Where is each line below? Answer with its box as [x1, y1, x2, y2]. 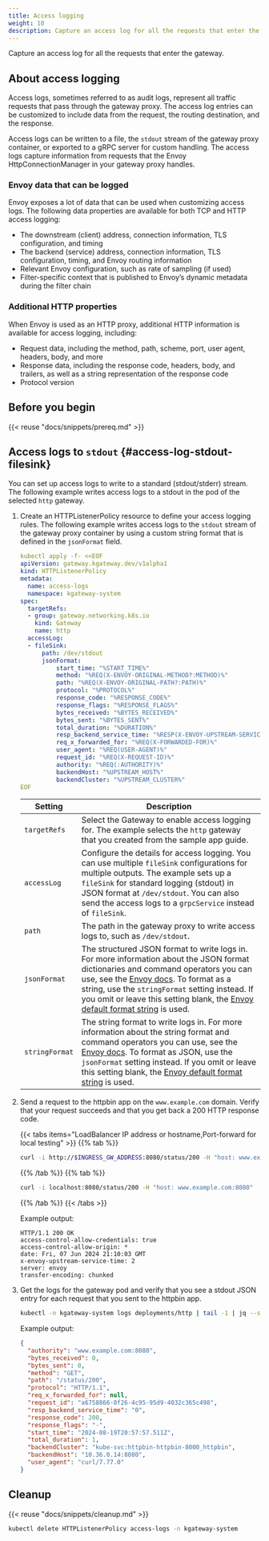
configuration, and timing [19, 239, 103, 248]
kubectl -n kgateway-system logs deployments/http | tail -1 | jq [19, 1310, 247, 1318]
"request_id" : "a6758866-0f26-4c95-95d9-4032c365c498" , [27, 1399, 218, 1407]
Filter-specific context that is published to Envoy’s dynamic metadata [19, 273, 248, 283]
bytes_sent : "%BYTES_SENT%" [55, 716, 150, 724]
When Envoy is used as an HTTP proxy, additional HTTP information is [8, 319, 240, 329]
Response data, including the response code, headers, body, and [19, 360, 235, 370]
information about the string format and [81, 1026, 230, 1037]
